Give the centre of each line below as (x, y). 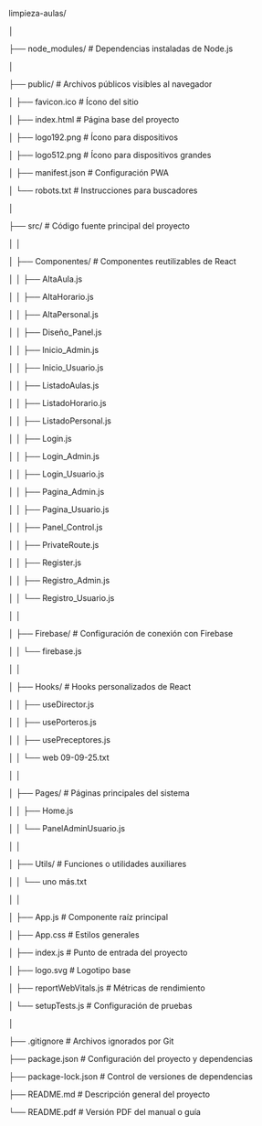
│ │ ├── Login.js (40, 439)
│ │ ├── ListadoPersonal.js (60, 421)
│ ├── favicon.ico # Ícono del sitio (73, 102)
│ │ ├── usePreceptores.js (60, 740)
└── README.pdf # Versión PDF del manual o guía (105, 1112)
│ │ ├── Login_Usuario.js (57, 474)
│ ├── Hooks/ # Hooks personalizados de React (100, 686)
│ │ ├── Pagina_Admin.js (57, 492)
